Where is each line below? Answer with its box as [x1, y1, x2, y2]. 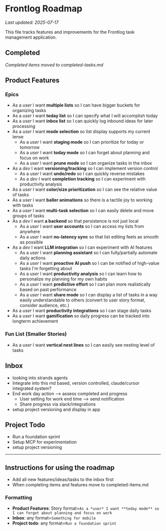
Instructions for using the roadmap [5, 463, 115, 472]
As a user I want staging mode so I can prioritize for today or [19, 139, 144, 145]
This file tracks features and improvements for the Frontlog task [5, 29, 135, 35]
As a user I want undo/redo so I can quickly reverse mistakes [19, 171, 145, 177]
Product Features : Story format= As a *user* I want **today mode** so [12, 505, 160, 511]
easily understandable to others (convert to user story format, [19, 297, 146, 303]
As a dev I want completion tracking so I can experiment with [19, 176, 146, 182]
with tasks [12, 202, 34, 208]
